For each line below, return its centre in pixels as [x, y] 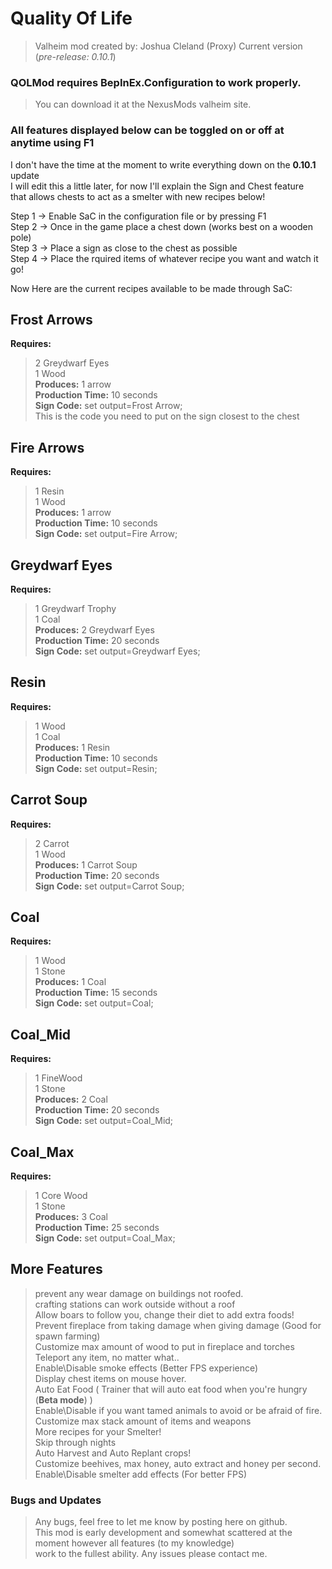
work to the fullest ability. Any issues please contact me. [151, 1554]
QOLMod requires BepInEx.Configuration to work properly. [156, 82]
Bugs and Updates [56, 1500]
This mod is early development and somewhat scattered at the [163, 1533]
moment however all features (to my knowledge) [134, 1543]
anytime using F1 [52, 143]
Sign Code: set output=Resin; [96, 768]
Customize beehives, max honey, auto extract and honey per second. [178, 1463]
